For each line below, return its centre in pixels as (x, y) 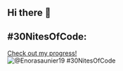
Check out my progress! (42, 54)
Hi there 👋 (29, 13)
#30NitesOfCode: (47, 37)
